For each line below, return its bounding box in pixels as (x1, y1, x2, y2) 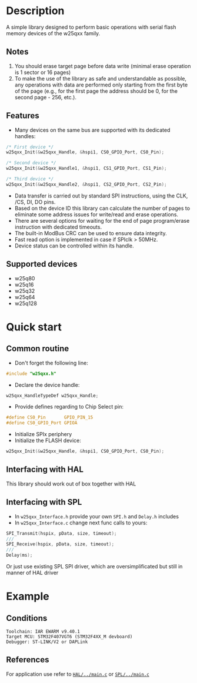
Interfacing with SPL (6, 497, 82, 507)
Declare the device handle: (14, 381, 80, 389)
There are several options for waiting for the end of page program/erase (14, 217, 190, 224)
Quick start (6, 320, 62, 333)
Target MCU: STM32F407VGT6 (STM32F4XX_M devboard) (6, 634, 133, 640)
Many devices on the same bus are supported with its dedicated (14, 126, 171, 133)
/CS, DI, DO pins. (14, 198, 56, 205)
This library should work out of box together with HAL (6, 480, 136, 487)
